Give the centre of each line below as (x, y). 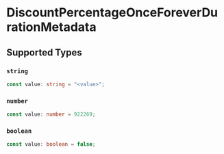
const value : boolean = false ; (51, 144)
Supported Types (45, 52)
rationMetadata (51, 27)
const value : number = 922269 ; (51, 114)
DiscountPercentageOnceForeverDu (112, 13)
